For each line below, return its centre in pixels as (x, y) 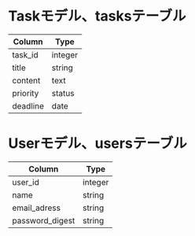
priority (26, 93)
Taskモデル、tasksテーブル (97, 16)
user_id (26, 182)
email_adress (37, 208)
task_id (26, 54)
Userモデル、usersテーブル (97, 144)
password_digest (44, 220)
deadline (28, 105)
